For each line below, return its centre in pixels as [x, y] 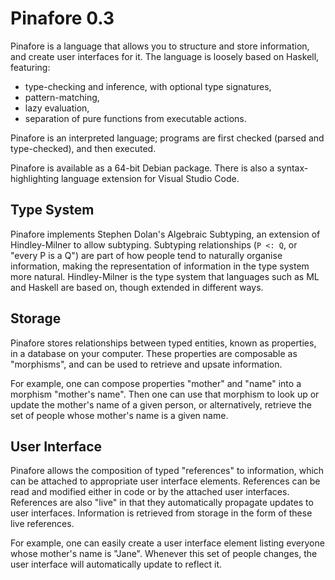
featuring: [30, 67]
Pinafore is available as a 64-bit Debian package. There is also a [142, 168]
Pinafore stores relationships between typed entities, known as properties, [163, 343]
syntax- [292, 168]
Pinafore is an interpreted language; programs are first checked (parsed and [167, 138]
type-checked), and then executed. [83, 148]
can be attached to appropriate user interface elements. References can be [165, 481]
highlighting [35, 178]
